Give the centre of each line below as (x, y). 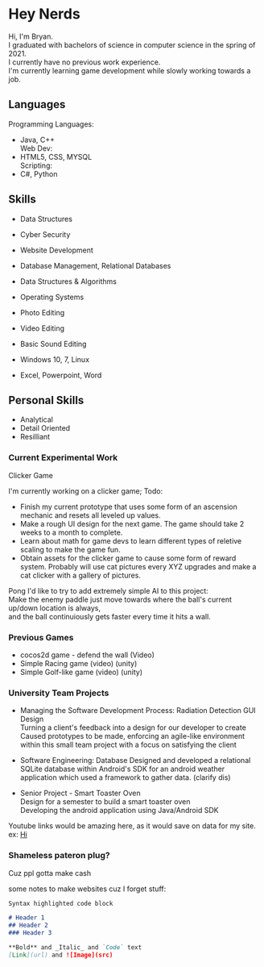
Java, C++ (37, 140)
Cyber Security (45, 234)
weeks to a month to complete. (71, 532)
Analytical (37, 419)
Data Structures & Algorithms (68, 281)
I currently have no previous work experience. (85, 62)
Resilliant (35, 437)
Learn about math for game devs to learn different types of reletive (131, 540)
